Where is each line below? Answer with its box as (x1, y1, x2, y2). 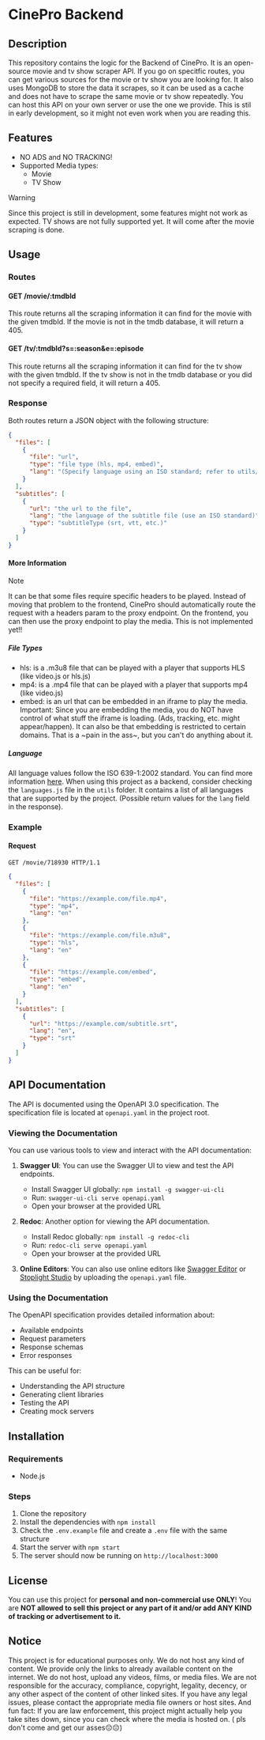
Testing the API (19, 1398, 69, 1408)
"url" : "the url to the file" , (28, 505, 132, 513)
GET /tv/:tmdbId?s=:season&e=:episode (8, 343, 144, 353)
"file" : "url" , (28, 453, 80, 461)
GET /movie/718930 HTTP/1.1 (8, 859, 101, 867)
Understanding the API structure (19, 1382, 125, 1391)
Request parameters (19, 1334, 87, 1344)
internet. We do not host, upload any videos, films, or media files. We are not (8, 1672, 257, 1681)
